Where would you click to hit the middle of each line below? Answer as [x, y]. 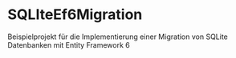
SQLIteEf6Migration [75, 15]
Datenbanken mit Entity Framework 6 [69, 44]
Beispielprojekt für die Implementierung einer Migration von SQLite [118, 37]
